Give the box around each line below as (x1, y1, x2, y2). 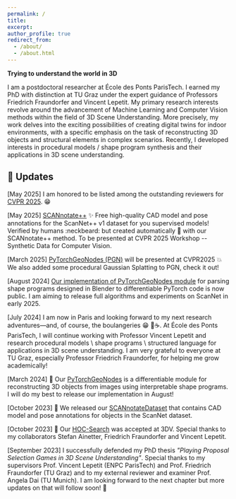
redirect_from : (7, 37, 52, 44)
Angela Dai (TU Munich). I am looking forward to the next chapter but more (7, 476, 225, 484)
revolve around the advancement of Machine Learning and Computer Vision (7, 105, 228, 114)
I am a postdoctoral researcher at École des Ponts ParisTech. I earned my (7, 83, 221, 91)
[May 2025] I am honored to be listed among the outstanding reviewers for (7, 189, 224, 198)
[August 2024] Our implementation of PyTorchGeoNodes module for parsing (7, 276, 230, 285)
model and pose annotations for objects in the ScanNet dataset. (7, 411, 192, 419)
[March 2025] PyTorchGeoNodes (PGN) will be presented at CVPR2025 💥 (7, 255, 223, 264)
